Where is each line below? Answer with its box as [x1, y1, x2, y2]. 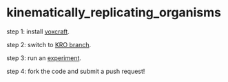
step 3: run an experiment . [6, 53, 82, 62]
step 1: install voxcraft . [6, 27, 70, 36]
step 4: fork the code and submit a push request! [6, 67, 145, 75]
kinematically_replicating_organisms [6, 5, 222, 20]
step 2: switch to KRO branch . [6, 40, 92, 49]
